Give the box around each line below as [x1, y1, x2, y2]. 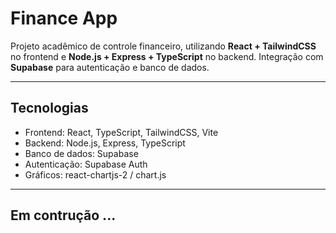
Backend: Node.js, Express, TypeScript [24, 137, 186, 149]
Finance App [10, 7, 118, 30]
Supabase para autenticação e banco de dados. [10, 61, 210, 73]
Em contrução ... [10, 207, 117, 224]
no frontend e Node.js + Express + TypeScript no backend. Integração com [10, 50, 324, 62]
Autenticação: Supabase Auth [24, 158, 148, 170]
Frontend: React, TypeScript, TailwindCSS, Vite [24, 126, 219, 138]
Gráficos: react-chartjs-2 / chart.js [24, 168, 167, 181]
